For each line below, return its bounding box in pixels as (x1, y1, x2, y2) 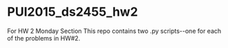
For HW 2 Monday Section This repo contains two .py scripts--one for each (7, 27, 222, 35)
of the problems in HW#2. (7, 34, 81, 42)
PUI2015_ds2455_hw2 (7, 4, 138, 20)
